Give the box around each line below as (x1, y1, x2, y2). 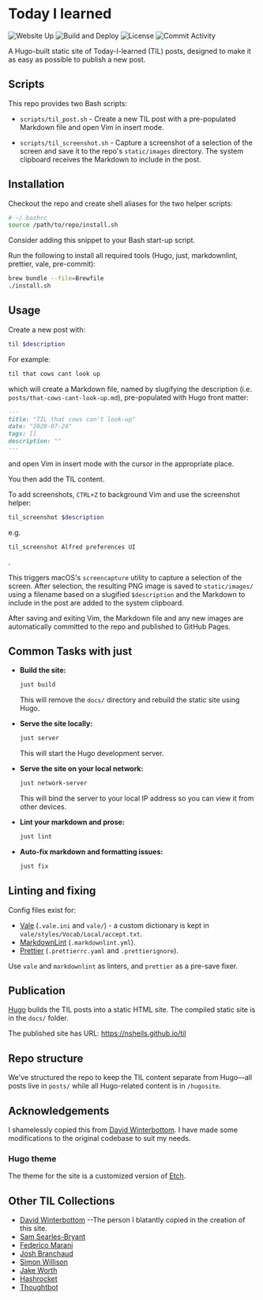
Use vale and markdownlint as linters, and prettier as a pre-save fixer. (8, 961, 239, 971)
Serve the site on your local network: (19, 764, 144, 774)
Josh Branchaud (19, 1249, 73, 1259)
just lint (19, 833, 53, 841)
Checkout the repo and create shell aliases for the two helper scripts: (8, 199, 233, 208)
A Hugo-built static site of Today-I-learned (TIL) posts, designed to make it (8, 46, 251, 55)
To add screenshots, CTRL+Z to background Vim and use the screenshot (8, 489, 241, 499)
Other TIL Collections (8, 1194, 115, 1207)
